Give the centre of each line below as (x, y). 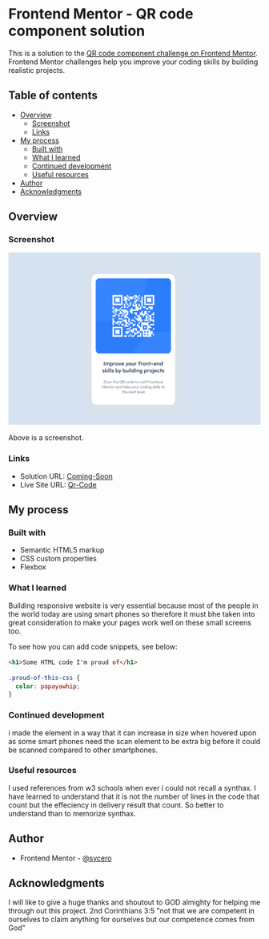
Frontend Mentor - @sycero (66, 858)
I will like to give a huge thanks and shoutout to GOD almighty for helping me (134, 902)
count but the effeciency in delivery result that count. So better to (116, 805)
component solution (77, 31)
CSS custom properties (58, 559)
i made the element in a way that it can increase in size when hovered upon (132, 733)
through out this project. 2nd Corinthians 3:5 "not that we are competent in (131, 911)
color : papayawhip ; (48, 686)
